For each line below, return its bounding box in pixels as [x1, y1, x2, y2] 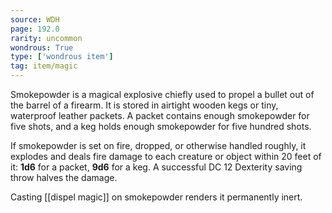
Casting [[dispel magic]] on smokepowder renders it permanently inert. [10, 191, 303, 203]
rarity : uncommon [10, 33, 83, 43]
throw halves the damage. [10, 172, 118, 183]
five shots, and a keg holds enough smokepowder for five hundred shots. [10, 121, 312, 132]
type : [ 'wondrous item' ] [10, 52, 114, 62]
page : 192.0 [10, 24, 60, 34]
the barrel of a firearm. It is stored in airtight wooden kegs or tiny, [10, 99, 279, 111]
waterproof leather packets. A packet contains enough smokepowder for [10, 110, 310, 121]
